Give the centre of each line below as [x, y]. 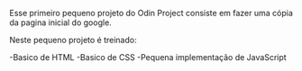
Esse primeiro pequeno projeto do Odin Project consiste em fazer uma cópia [151, 13]
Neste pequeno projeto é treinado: [73, 40]
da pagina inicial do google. [61, 22]
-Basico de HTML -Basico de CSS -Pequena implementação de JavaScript [148, 57]
